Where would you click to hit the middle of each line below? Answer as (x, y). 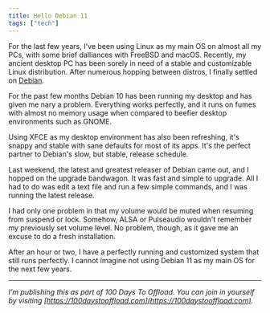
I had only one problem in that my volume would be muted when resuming (131, 210)
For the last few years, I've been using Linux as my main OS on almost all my (135, 46)
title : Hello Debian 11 (48, 16)
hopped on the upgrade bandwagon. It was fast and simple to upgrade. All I (133, 178)
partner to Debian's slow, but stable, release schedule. (98, 154)
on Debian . (27, 80)
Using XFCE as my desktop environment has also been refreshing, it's (124, 136)
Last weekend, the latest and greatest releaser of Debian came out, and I (129, 169)
